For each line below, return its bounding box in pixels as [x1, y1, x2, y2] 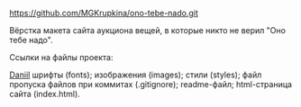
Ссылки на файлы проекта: [9, 52, 114, 62]
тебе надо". [9, 35, 53, 45]
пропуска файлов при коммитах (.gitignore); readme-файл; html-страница [9, 79, 293, 89]
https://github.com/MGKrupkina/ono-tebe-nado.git [9, 8, 198, 18]
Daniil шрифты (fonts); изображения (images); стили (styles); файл [9, 69, 262, 80]
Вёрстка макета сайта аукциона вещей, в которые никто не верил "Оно [9, 25, 287, 35]
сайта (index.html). [9, 89, 81, 99]
